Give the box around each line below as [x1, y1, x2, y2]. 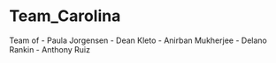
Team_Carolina [9, 6, 121, 26]
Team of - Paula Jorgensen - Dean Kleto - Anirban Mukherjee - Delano [9, 35, 267, 45]
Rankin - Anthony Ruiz [9, 44, 91, 54]
